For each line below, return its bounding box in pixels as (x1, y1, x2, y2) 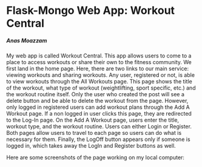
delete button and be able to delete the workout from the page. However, (6, 97, 189, 105)
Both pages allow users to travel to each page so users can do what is (6, 129, 182, 137)
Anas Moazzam (6, 37, 47, 44)
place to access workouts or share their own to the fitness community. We (6, 59, 192, 66)
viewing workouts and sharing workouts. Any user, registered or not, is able (6, 71, 195, 79)
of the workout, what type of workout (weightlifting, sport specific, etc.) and (6, 84, 196, 91)
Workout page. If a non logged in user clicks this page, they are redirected (6, 110, 192, 117)
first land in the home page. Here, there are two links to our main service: (6, 65, 189, 73)
